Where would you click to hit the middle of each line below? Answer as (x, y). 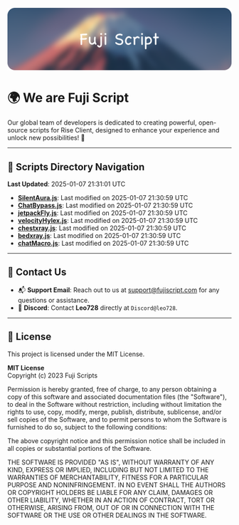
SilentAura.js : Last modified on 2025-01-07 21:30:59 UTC (103, 198)
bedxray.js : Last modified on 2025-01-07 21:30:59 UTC (99, 236)
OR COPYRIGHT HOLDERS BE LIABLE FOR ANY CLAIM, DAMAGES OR (110, 492)
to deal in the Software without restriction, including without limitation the (115, 404)
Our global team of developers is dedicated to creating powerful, (102, 123)
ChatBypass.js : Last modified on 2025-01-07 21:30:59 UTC (105, 206)
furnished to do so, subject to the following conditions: (87, 427)
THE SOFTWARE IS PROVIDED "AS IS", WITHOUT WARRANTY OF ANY (111, 462)
